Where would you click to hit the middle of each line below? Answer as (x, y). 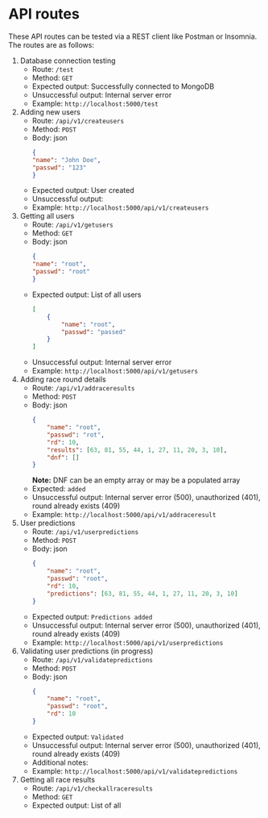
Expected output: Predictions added (92, 616)
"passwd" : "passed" (93, 332)
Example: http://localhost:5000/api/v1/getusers (115, 371)
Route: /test (53, 69)
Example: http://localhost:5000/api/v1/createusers (120, 207)
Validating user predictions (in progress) (87, 651)
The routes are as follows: (52, 44)
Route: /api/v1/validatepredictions (92, 659)
